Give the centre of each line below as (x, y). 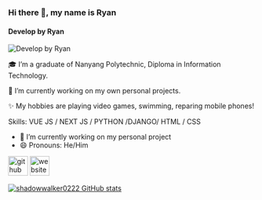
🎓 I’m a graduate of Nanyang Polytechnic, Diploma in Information (115, 64)
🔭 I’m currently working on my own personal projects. (95, 91)
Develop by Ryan (36, 31)
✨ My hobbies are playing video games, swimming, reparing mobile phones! (131, 106)
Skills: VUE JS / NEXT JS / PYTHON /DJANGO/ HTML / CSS (105, 122)
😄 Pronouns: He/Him (54, 145)
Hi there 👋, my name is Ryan (62, 13)
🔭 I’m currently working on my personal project (95, 137)
